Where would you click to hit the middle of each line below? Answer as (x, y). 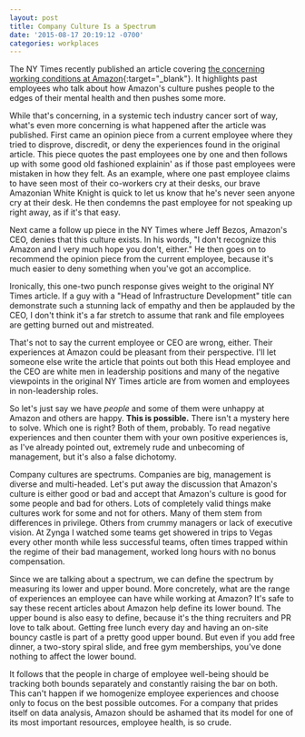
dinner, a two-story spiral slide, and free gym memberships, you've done (145, 647)
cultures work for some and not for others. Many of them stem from (136, 513)
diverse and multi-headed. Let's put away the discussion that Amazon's (143, 484)
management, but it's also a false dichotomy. (93, 457)
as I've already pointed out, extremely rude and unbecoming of (127, 448)
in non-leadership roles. (54, 391)
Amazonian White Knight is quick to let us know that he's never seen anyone (152, 193)
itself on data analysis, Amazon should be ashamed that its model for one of (151, 713)
